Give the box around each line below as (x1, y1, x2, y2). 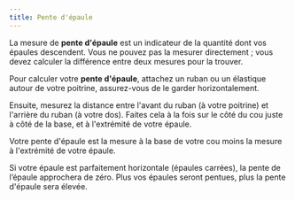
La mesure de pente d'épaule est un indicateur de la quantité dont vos (9, 37, 268, 48)
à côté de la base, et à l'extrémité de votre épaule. (9, 119, 192, 129)
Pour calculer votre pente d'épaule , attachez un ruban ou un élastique (9, 73, 267, 84)
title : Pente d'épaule (9, 12, 93, 22)
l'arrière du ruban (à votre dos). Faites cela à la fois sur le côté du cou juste (9, 109, 283, 119)
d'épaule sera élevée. (9, 181, 89, 191)
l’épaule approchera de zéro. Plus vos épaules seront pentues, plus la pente (9, 172, 286, 182)
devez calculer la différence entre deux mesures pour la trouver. (9, 56, 244, 66)
